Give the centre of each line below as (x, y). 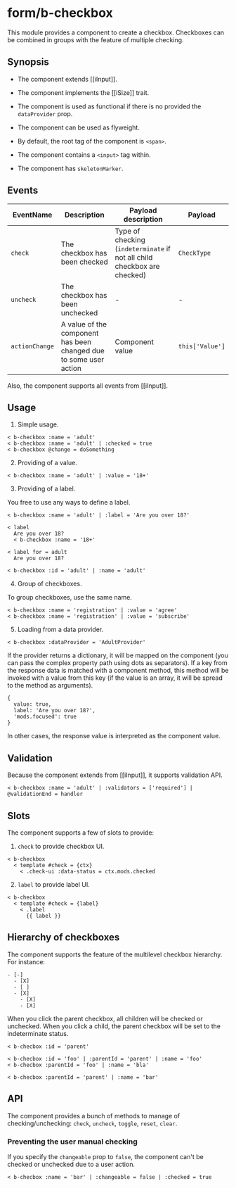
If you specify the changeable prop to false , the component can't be (105, 1156)
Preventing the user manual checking (73, 1142)
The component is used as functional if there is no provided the (109, 106)
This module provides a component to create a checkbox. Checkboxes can (116, 32)
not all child (134, 257)
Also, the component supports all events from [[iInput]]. (88, 386)
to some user (83, 359)
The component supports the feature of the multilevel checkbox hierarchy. (115, 954)
